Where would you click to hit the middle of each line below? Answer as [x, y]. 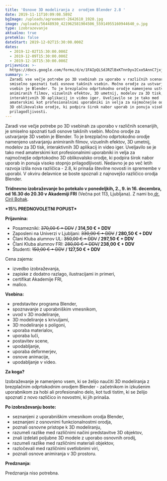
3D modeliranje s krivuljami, [41, 320]
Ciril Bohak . [17, 199]
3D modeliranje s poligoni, [39, 325]
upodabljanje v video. [34, 362]
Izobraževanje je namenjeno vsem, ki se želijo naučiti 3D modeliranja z [77, 381]
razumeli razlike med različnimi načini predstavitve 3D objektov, [78, 432]
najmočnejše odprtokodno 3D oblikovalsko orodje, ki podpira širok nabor [80, 158]
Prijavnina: [17, 218]
